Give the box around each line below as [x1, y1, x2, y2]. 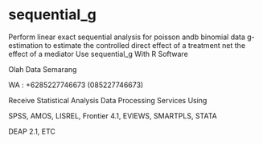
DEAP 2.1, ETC [8, 126, 56, 136]
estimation [8, 40, 43, 50]
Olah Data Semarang [8, 64, 77, 74]
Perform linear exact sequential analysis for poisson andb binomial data [8, 32, 245, 42]
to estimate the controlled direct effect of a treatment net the [44, 40, 246, 50]
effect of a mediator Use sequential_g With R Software [8, 49, 189, 58]
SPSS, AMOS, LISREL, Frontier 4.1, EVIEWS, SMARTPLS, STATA [8, 110, 217, 121]
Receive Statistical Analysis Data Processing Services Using [8, 95, 208, 105]
